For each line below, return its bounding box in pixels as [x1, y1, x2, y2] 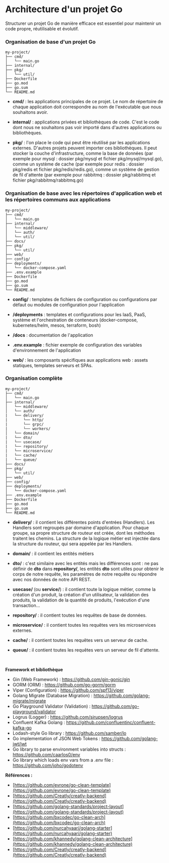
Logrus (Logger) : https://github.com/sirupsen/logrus [12, 714, 123, 720]
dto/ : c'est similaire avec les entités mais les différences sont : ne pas [12, 560, 159, 566]
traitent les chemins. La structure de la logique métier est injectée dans [12, 535, 160, 541]
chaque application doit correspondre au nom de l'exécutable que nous [12, 104, 161, 110]
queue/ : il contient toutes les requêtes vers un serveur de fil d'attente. [12, 646, 160, 653]
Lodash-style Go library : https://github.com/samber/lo [12, 730, 127, 736]
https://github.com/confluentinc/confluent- [66, 719, 156, 725]
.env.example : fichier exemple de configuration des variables [12, 341, 142, 348]
